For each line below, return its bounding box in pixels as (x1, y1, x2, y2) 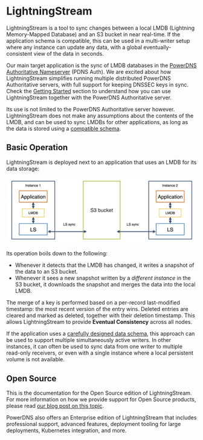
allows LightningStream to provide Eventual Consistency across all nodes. (6, 318, 192, 326)
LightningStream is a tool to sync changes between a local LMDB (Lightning (6, 24, 195, 31)
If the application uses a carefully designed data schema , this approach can (6, 330, 195, 337)
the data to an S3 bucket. (14, 268, 79, 275)
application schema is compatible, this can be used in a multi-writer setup (6, 37, 190, 44)
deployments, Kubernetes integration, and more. (6, 427, 127, 434)
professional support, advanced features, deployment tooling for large (6, 421, 181, 428)
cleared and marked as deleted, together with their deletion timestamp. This (6, 312, 195, 319)
